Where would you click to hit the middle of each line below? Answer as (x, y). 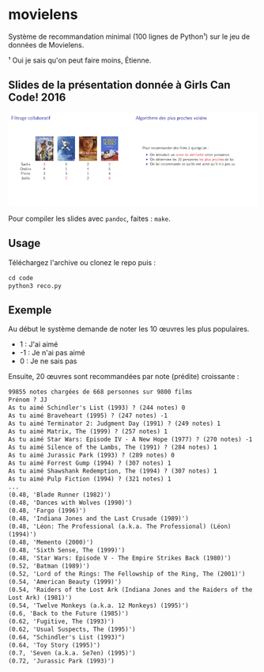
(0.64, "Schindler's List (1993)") (67, 638)
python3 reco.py (35, 286)
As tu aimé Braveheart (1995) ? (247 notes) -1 (88, 416)
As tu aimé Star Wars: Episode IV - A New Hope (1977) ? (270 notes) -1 (130, 440)
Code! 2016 (37, 98)
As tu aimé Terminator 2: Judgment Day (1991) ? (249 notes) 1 (115, 424)
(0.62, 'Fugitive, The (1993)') (61, 622)
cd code (21, 278)
